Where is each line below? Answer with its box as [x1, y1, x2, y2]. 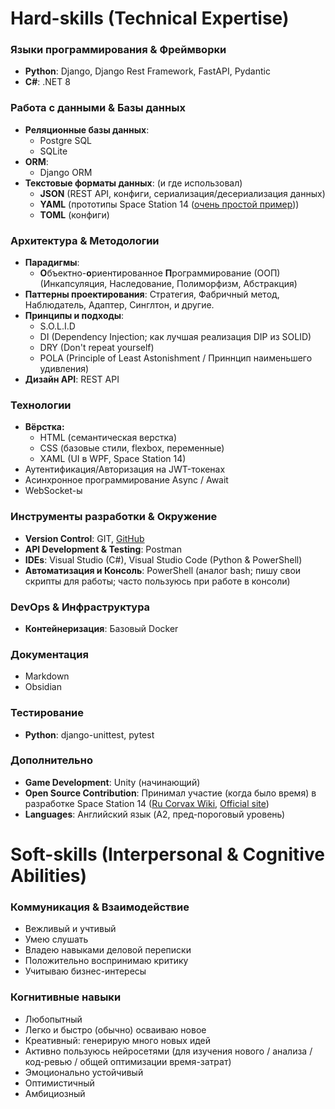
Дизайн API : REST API [24, 373, 120, 386]
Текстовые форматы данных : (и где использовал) [24, 177, 243, 189]
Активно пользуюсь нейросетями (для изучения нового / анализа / [24, 1045, 313, 1057]
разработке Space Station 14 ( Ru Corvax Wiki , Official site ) [24, 797, 270, 809]
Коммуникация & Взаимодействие [10, 900, 190, 914]
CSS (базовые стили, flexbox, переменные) [39, 442, 225, 454]
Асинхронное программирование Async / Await [24, 474, 229, 486]
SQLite [39, 145, 68, 157]
